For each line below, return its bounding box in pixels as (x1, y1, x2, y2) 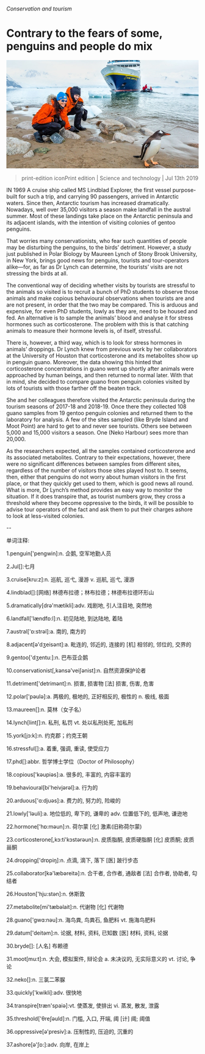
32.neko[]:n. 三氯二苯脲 (6, 976, 65, 984)
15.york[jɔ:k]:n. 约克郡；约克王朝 (6, 732, 88, 739)
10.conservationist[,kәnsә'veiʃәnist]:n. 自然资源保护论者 (6, 667, 146, 675)
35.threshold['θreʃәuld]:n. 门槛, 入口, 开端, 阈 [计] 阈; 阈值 (6, 1015, 151, 1022)
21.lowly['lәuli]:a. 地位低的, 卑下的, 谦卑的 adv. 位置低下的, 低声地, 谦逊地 (6, 810, 188, 817)
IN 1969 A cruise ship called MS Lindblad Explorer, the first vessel (6, 187, 171, 194)
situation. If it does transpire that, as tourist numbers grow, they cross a (6, 493, 185, 500)
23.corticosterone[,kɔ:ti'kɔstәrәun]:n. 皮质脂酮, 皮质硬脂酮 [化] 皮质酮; (6, 836, 182, 843)
